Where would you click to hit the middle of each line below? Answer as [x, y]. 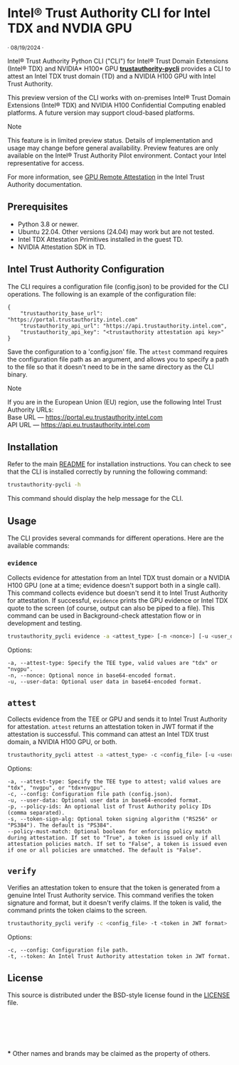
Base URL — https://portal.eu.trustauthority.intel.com [85, 417]
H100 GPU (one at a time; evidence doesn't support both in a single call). [114, 586]
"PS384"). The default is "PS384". [60, 825]
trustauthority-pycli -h [44, 485]
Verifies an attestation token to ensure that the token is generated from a [114, 887]
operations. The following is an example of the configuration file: [102, 294]
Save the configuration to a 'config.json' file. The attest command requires [118, 352]
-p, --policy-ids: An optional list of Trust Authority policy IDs [110, 806]
